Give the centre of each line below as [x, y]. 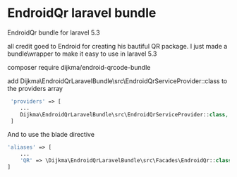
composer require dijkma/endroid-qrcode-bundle [79, 67]
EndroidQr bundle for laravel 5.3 [54, 32]
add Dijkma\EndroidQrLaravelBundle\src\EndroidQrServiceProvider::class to [117, 81]
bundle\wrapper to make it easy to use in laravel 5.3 [82, 54]
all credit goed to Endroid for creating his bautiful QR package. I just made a [117, 46]
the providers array [35, 88]
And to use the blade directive [51, 135]
